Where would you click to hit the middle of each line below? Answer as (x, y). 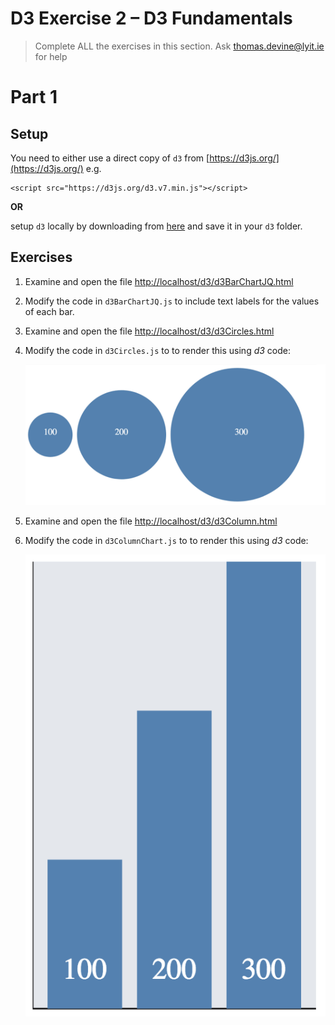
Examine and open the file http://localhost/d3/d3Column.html (151, 521)
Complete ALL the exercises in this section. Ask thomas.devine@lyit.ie (179, 46)
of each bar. (49, 311)
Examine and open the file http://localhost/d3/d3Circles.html (149, 331)
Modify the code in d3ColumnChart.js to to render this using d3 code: (166, 540)
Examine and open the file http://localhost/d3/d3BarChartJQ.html (159, 281)
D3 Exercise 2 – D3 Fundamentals (151, 18)
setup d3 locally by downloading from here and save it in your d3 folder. (156, 226)
